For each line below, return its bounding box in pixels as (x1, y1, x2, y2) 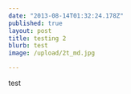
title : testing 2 (8, 34, 67, 43)
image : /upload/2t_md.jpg (8, 49, 95, 57)
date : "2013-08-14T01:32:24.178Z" (8, 11, 125, 20)
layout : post (8, 27, 52, 35)
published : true (8, 19, 63, 27)
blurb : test (8, 42, 48, 50)
